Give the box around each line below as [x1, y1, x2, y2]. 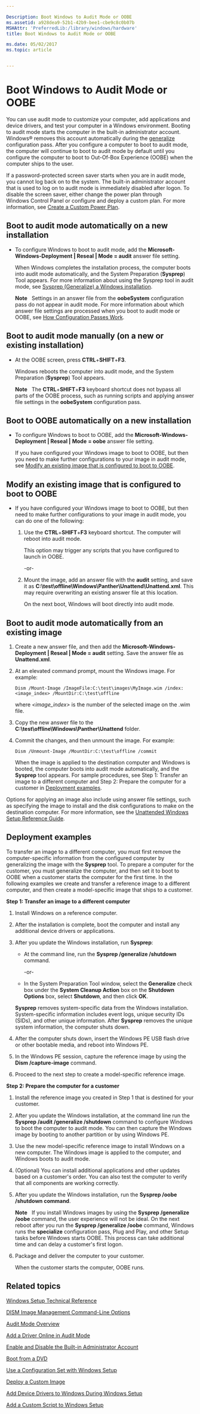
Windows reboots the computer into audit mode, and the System [14, 368, 174, 375]
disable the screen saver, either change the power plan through [6, 191, 162, 198]
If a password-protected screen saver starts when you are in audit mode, [6, 172, 186, 179]
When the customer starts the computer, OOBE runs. [14, 1263, 145, 1271]
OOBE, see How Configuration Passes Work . [14, 313, 125, 320]
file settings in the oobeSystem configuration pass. [14, 398, 141, 405]
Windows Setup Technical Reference [6, 1297, 97, 1304]
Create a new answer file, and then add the [14, 643, 121, 650]
